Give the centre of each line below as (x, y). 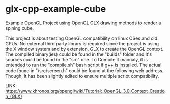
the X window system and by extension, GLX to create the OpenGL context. (84, 49)
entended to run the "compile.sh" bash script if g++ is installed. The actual (83, 65)
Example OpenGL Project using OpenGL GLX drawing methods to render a (83, 23)
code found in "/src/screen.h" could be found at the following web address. (84, 70)
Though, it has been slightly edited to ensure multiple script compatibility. (82, 76)
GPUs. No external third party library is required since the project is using (82, 43)
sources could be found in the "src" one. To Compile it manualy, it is (77, 59)
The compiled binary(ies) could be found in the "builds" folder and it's (78, 54)
